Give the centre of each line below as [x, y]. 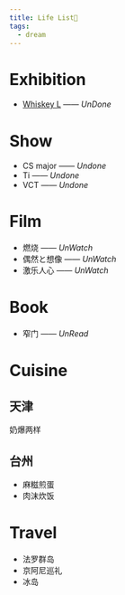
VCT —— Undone [55, 185]
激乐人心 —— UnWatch [66, 270]
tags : [19, 26]
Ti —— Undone [51, 175]
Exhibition [48, 79]
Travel [33, 533]
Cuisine [39, 371]
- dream [32, 34]
